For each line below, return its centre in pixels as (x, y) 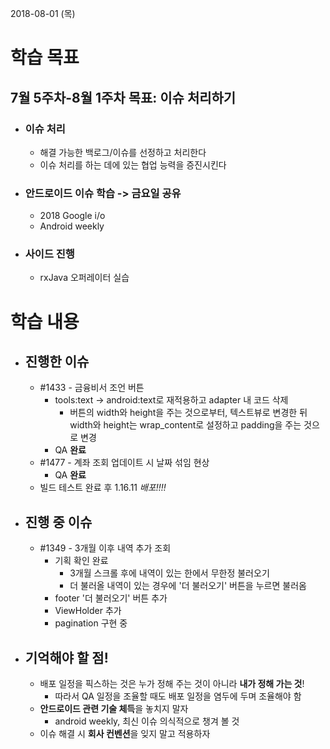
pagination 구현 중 (91, 623)
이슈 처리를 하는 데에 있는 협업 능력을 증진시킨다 (133, 164)
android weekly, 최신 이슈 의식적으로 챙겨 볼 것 (147, 721)
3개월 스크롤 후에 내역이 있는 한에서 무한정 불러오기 (169, 573)
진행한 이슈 (57, 362)
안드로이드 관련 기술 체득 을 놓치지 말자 (114, 709)
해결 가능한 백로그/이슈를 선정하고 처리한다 (123, 152)
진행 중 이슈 (58, 522)
